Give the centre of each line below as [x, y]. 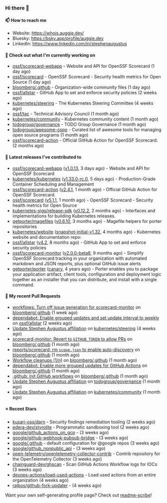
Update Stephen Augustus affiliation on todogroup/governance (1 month [86, 381]
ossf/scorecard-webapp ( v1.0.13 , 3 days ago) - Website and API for [81, 168]
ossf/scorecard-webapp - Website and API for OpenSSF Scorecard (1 [83, 66]
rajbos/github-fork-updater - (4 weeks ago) [57, 485]
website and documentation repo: [47, 237]
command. [23, 285]
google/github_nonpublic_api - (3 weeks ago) [59, 448]
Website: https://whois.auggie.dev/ [48, 33]
